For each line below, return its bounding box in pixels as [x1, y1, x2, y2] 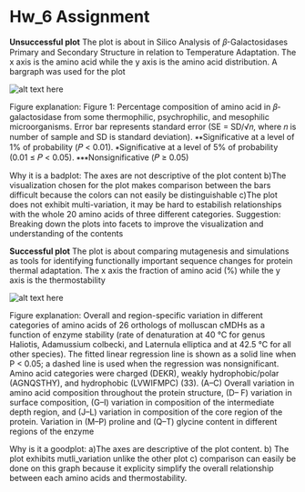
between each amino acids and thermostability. [9, 472, 188, 483]
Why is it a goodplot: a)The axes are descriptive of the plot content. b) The [9, 443, 290, 454]
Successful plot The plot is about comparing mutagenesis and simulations [9, 246, 290, 256]
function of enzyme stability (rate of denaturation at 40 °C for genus [9, 329, 266, 340]
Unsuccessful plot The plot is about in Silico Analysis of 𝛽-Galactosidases [9, 36, 289, 47]
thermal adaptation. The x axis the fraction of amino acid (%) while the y [9, 265, 280, 276]
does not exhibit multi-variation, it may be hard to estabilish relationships [9, 198, 282, 210]
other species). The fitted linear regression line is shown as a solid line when [9, 348, 297, 359]
